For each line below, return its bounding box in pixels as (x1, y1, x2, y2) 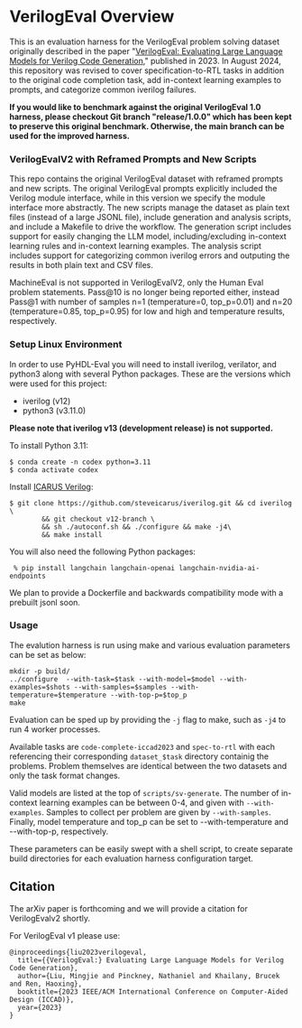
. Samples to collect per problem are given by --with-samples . (41, 806, 272, 818)
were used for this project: (9, 377, 107, 389)
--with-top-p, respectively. (9, 826, 109, 837)
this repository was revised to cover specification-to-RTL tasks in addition (9, 65, 285, 76)
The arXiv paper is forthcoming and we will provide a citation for (9, 903, 248, 913)
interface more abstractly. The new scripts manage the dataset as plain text (9, 202, 290, 213)
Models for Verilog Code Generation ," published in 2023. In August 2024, (9, 55, 281, 66)
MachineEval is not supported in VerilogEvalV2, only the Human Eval (9, 277, 264, 288)
